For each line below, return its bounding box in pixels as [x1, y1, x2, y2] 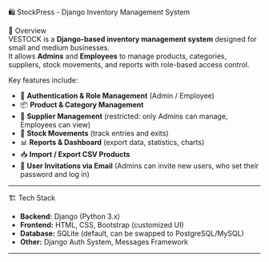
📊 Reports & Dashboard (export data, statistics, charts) [19, 138, 205, 147]
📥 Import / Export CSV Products [19, 150, 130, 159]
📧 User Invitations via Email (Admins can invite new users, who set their [19, 161, 259, 171]
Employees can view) [19, 120, 90, 129]
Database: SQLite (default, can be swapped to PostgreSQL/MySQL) [19, 228, 244, 238]
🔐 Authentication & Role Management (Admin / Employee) [19, 91, 215, 100]
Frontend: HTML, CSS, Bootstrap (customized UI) [19, 220, 184, 229]
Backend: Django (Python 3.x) [19, 212, 120, 221]
